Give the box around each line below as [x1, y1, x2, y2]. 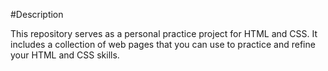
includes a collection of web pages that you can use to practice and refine [10, 39, 316, 50]
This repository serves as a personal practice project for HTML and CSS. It [10, 28, 318, 39]
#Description [10, 9, 64, 20]
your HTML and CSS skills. [10, 49, 120, 61]
